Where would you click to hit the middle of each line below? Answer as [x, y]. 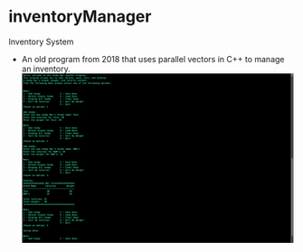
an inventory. [46, 69]
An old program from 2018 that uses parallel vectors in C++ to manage [153, 59]
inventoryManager [80, 17]
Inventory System [41, 42]
